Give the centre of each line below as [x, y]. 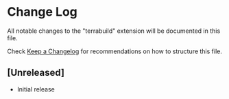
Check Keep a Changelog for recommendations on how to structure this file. [115, 51]
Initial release [36, 89]
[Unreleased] [36, 73]
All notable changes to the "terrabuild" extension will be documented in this [114, 31]
